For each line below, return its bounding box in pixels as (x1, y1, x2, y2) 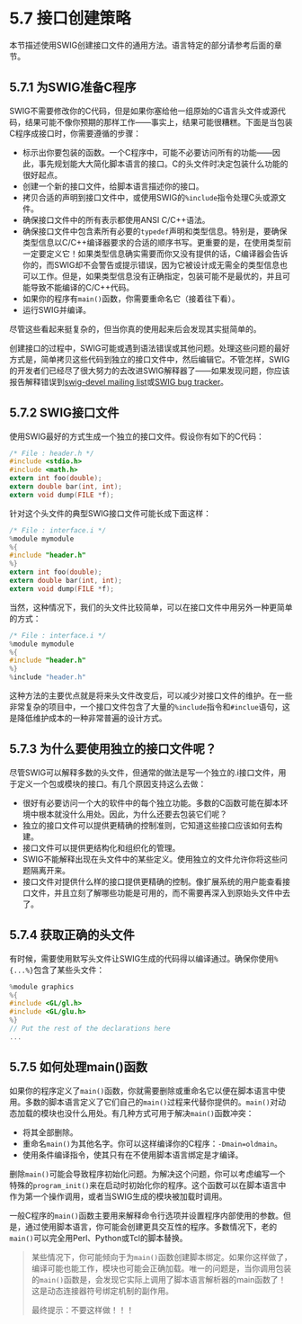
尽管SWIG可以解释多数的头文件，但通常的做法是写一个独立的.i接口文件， (9, 766, 279, 778)
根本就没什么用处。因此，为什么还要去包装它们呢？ (38, 809, 227, 819)
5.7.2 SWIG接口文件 (9, 406, 120, 421)
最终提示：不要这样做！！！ (31, 1304, 135, 1315)
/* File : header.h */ (9, 449, 94, 458)
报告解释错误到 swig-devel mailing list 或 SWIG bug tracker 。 (9, 376, 229, 387)
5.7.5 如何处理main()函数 (9, 1060, 148, 1075)
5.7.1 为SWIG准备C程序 (9, 80, 137, 95)
